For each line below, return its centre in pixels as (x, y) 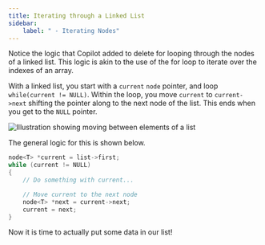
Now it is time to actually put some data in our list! (90, 232)
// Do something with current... (78, 180)
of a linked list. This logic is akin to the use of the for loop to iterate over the (133, 62)
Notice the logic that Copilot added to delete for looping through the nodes (131, 54)
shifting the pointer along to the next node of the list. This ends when (142, 103)
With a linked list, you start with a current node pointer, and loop (113, 86)
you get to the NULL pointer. (53, 112)
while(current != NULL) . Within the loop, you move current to (110, 95)
